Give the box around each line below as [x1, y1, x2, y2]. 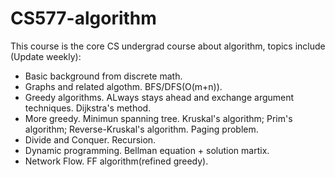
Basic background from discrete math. [24, 70, 183, 82]
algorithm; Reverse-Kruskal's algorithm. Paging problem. [24, 123, 259, 135]
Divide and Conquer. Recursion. [24, 133, 157, 146]
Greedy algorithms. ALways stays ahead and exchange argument [24, 91, 295, 103]
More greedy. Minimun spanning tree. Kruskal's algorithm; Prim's [24, 112, 293, 124]
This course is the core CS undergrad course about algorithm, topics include [10, 40, 326, 52]
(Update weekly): [10, 50, 82, 62]
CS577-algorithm [10, 7, 157, 30]
